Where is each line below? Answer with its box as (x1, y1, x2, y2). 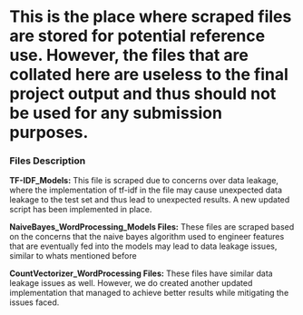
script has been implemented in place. (9, 204, 152, 215)
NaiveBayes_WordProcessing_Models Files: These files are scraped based (9, 221, 295, 232)
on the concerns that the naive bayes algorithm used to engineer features (9, 231, 285, 242)
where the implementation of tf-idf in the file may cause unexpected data (9, 184, 283, 196)
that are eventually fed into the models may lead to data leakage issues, (9, 241, 278, 251)
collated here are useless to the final (9, 64, 288, 85)
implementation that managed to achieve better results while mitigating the (9, 288, 289, 299)
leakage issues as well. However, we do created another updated (9, 278, 253, 289)
